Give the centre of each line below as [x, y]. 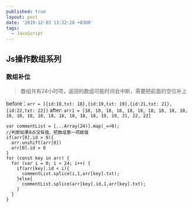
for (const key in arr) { [38, 158]
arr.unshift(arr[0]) [36, 143]
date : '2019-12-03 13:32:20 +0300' [50, 22]
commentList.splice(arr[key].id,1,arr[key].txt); [84, 184]
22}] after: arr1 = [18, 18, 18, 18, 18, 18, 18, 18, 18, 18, [113, 110]
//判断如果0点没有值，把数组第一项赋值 [47, 132]
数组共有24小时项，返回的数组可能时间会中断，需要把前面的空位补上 [104, 91]
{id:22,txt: [21, 110]
